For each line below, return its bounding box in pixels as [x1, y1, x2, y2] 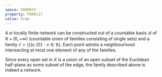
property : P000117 [5, 12, 43, 17]
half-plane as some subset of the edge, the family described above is [5, 62, 146, 68]
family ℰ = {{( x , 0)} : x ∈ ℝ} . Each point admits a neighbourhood [5, 42, 135, 48]
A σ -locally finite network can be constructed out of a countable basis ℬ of [5, 30, 157, 36]
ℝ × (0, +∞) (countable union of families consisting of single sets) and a [5, 36, 150, 42]
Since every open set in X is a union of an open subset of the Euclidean [5, 57, 150, 63]
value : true [5, 16, 29, 21]
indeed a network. [5, 67, 42, 73]
